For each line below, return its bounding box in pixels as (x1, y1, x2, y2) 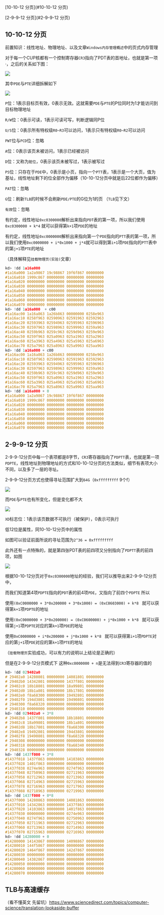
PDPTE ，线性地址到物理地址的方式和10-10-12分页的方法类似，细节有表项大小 (5, 460, 158, 466)
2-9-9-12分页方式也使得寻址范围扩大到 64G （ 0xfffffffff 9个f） (5, 477, 133, 483)
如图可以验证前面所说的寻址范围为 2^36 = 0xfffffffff (5, 537, 114, 543)
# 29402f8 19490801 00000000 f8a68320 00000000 (5, 734, 104, 739)
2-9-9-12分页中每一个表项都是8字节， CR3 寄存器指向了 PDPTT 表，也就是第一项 (5, 454, 160, 460)
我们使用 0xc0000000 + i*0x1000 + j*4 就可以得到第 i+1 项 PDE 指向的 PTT (9, 239, 148, 245)
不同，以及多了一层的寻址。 (5, 467, 61, 472)
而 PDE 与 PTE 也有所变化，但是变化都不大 (5, 497, 83, 502)
